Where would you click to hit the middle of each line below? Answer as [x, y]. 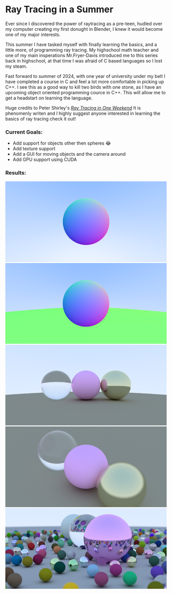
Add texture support [34, 149]
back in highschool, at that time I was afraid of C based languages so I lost [84, 60]
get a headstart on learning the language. [49, 98]
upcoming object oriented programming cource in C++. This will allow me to [86, 92]
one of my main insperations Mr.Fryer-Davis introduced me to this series [82, 55]
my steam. [16, 66]
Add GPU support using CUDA [45, 159]
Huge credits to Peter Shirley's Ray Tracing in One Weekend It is [73, 108]
